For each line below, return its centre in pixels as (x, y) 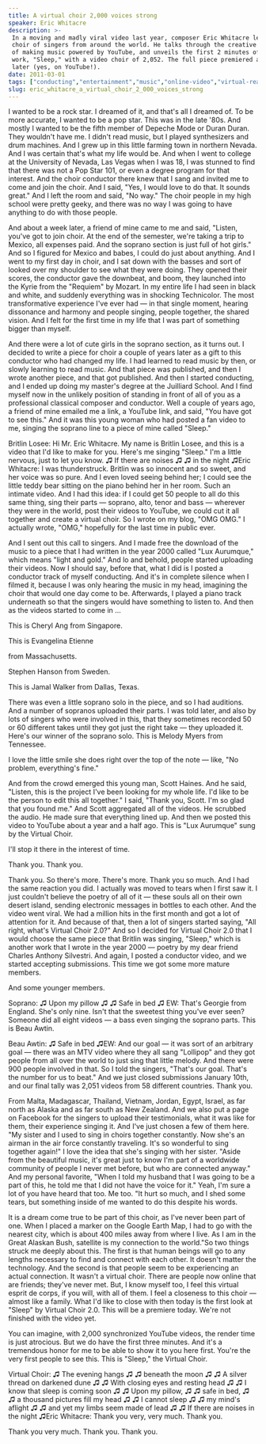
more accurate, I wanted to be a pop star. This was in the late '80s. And (125, 120)
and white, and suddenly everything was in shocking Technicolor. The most (131, 295)
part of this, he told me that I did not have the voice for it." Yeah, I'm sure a (129, 1185)
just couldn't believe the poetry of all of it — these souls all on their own (125, 897)
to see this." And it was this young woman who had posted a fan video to (127, 420)
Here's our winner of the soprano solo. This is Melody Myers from (116, 736)
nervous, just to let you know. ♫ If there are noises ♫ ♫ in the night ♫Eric (129, 461)
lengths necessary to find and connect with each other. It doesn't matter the (132, 1260)
